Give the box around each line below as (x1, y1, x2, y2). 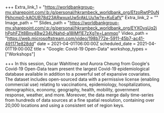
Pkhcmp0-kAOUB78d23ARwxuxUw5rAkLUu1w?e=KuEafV (5, 15, 122, 20)
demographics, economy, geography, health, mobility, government (5, 87, 140, 92)
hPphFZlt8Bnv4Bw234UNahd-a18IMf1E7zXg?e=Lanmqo (5, 30, 118, 36)
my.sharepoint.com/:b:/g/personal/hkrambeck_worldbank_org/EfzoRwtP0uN (5, 9, 160, 15)
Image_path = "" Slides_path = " (5, 20, 70, 26)
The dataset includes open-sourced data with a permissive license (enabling (5, 76, 160, 82)
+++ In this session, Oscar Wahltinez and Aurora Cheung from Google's (5, 61, 150, 66)
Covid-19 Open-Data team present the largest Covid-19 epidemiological (5, 66, 150, 72)
